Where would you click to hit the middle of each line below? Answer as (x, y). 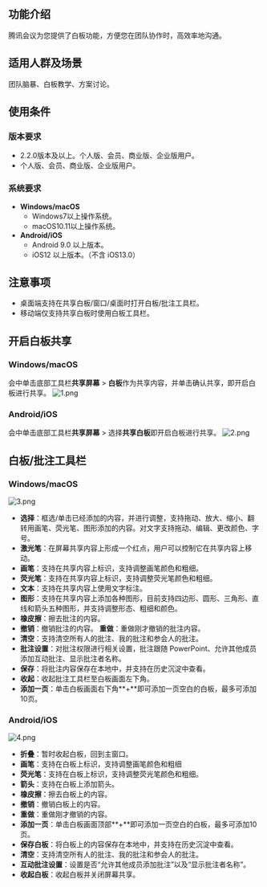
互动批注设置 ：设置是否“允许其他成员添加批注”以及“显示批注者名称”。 (135, 865)
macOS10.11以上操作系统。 (76, 226)
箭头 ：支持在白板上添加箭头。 (69, 784)
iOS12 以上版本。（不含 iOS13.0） (86, 255)
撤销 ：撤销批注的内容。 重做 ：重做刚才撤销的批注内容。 (112, 628)
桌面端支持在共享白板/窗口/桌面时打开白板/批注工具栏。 (111, 303)
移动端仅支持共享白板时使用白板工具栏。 (87, 313)
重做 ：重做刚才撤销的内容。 (66, 815)
